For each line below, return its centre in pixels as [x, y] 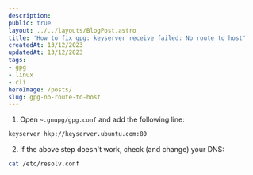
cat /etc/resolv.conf [44, 164]
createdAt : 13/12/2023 [46, 45]
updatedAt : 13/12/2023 [46, 52]
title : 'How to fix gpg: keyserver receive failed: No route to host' [127, 38]
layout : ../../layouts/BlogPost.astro [72, 30]
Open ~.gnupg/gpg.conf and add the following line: [102, 119]
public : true [30, 23]
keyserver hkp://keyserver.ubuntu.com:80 [78, 134]
